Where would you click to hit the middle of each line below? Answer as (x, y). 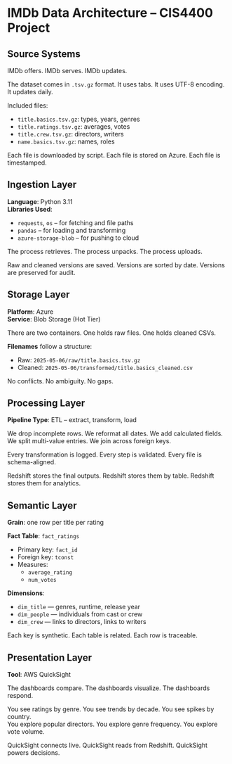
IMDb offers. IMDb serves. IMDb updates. (67, 71)
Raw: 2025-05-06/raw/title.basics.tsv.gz (79, 359)
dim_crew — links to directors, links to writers (82, 622)
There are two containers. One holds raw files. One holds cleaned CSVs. (111, 333)
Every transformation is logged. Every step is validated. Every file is (104, 454)
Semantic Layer (42, 505)
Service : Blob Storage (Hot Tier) (54, 319)
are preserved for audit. (41, 272)
